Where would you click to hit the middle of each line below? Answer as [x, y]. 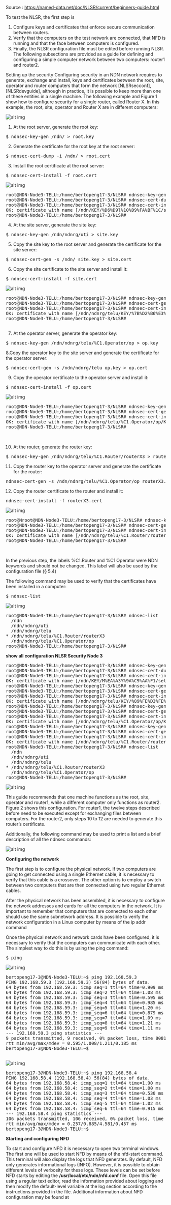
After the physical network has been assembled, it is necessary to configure [85, 900]
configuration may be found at [37, 1197]
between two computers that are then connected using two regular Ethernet [85, 885]
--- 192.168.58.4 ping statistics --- [54, 1114]
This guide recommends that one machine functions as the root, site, [78, 797]
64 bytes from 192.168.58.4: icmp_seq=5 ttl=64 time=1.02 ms [83, 1103]
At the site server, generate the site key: [55, 225]
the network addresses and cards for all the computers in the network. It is [84, 906]
